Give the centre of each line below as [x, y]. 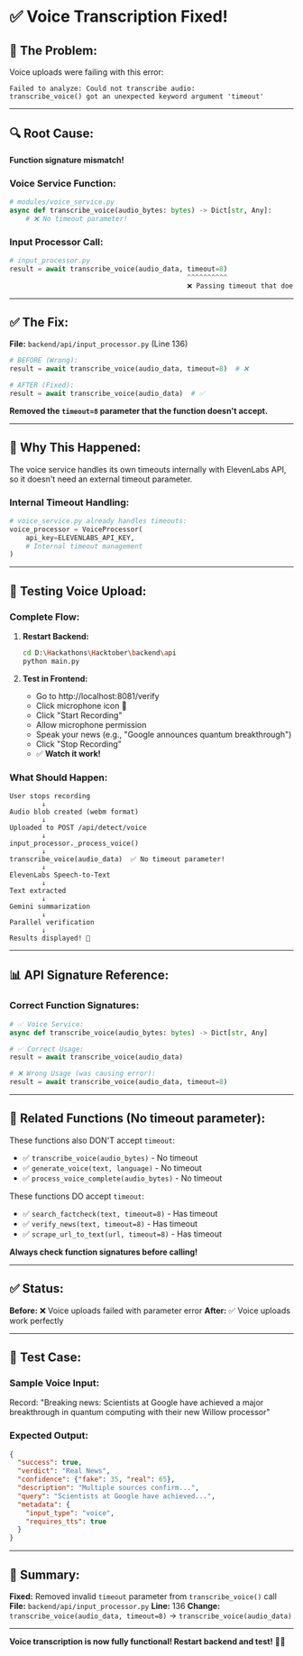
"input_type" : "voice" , [70, 1513]
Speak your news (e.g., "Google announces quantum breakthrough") [164, 734]
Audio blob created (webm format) [74, 812]
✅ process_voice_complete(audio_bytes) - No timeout [122, 1178]
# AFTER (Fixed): [42, 385]
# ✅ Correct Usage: [46, 1049]
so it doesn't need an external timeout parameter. [101, 479]
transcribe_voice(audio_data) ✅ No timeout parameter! [117, 860]
